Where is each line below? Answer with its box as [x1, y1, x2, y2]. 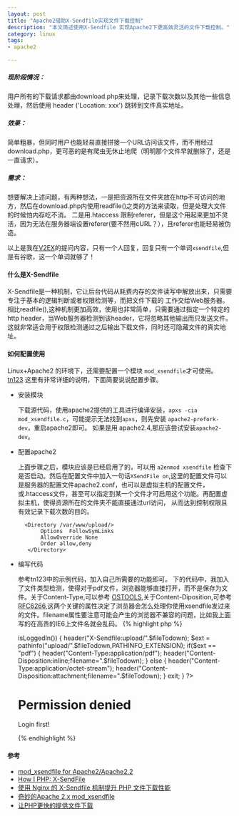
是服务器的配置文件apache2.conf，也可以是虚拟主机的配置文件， [17, 480, 209, 489]
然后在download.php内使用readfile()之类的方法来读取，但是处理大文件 [19, 201, 227, 210]
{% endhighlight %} [17, 734, 76, 743]
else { [149, 656, 167, 665]
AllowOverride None [40, 534, 98, 542]
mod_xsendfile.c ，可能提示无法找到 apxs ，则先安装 [17, 415, 166, 423]
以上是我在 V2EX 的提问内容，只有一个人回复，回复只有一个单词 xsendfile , [7, 243, 223, 252]
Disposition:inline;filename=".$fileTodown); [17, 656, 144, 665]
